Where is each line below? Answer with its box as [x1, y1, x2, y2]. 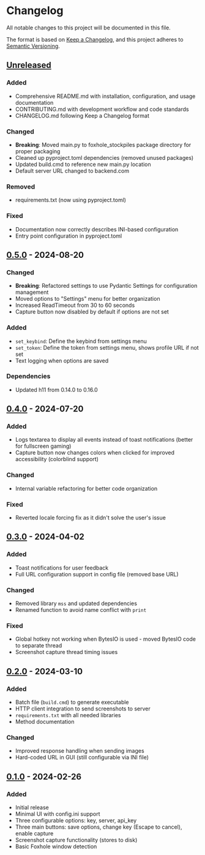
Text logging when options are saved [15, 356, 109, 364]
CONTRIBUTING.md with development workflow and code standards [15, 105, 189, 113]
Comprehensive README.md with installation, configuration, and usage [15, 92, 196, 100]
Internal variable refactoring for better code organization [15, 484, 158, 492]
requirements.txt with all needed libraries [15, 712, 121, 719]
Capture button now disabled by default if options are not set [15, 308, 170, 315]
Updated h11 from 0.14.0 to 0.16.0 [15, 386, 98, 393]
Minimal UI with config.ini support [15, 810, 100, 818]
